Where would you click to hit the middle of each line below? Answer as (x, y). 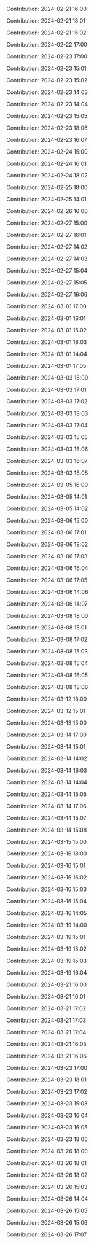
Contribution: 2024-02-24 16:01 (47, 163)
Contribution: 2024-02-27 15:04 (47, 271)
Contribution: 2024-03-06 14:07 (47, 604)
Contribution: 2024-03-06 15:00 (47, 520)
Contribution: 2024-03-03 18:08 (47, 473)
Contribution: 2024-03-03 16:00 (47, 378)
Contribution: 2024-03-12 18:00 (47, 699)
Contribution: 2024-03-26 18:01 (47, 1163)
